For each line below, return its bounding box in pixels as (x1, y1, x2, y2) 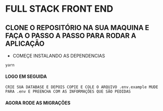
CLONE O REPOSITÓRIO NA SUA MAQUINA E (5, 23, 149, 32)
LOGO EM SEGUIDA (5, 73, 47, 79)
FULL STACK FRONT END (5, 3, 114, 15)
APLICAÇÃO (5, 39, 45, 48)
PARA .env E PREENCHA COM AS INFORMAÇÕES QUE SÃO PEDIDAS (5, 89, 131, 94)
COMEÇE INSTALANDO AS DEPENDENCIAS (12, 53, 105, 59)
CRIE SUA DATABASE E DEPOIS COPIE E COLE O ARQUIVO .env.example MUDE (5, 85, 158, 90)
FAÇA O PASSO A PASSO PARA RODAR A (5, 31, 137, 40)
